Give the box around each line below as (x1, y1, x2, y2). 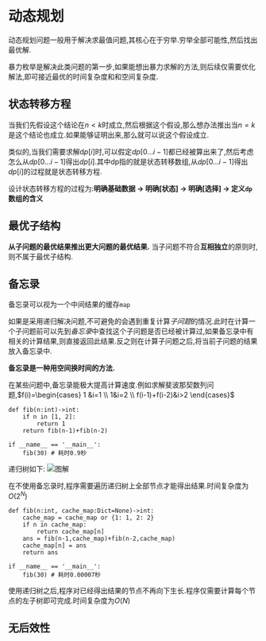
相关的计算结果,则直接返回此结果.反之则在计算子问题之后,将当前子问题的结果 (8, 336, 258, 346)
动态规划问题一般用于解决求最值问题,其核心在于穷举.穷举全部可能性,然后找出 (8, 35, 258, 45)
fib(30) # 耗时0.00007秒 (22, 571, 102, 579)
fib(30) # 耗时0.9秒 (22, 449, 87, 457)
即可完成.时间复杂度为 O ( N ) (42, 596, 131, 605)
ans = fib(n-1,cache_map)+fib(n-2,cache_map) (22, 534, 176, 543)
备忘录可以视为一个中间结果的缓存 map (8, 300, 131, 309)
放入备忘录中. (8, 347, 53, 356)
